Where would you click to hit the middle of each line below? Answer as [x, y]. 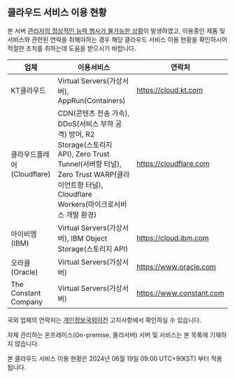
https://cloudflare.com [173, 163]
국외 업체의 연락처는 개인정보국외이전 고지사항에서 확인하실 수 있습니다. [104, 320]
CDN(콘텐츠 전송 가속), [94, 113]
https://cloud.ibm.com [172, 238]
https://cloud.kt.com [169, 90]
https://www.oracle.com [176, 267]
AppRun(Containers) [92, 100]
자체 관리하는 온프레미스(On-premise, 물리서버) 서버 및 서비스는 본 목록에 [108, 335]
